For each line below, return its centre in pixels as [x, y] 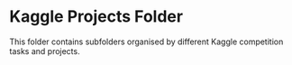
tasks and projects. [45, 51]
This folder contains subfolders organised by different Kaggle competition [146, 42]
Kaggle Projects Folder [96, 17]
